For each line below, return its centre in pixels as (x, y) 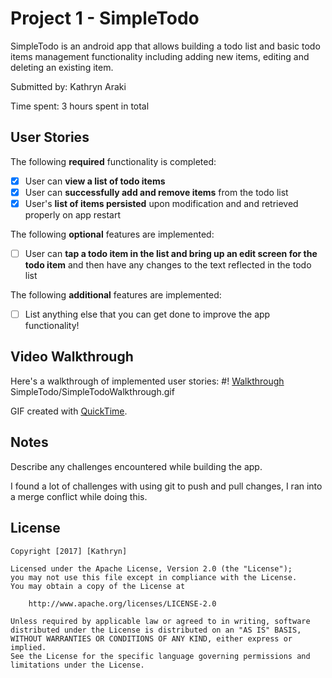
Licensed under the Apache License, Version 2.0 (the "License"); (151, 568)
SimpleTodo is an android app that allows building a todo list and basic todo (165, 46)
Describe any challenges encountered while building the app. (136, 466)
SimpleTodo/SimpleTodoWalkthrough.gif (92, 391)
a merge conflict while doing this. (79, 496)
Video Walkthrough (72, 357)
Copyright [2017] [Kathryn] (69, 551)
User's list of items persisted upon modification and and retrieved (161, 203)
